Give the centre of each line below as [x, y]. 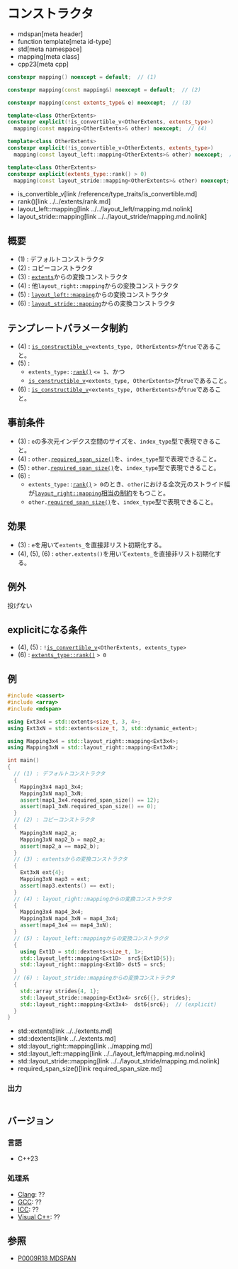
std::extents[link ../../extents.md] [65, 1031]
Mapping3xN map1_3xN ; [52, 793]
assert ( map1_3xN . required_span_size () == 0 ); [89, 807]
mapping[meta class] [49, 56]
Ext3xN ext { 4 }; [42, 873]
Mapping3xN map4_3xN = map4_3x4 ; [69, 919]
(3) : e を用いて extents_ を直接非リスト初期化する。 [91, 544]
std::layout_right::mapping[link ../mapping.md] [85, 1046]
